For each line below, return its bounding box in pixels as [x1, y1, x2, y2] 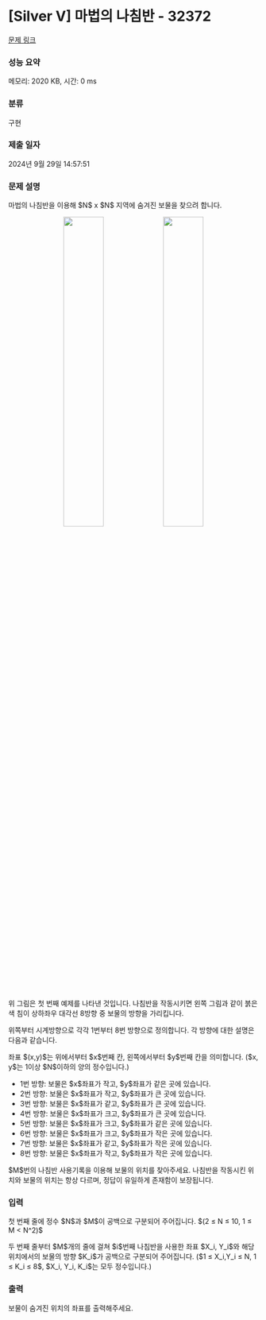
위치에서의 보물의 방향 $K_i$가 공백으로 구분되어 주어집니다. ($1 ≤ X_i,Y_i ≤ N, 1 [8, 1252, 256, 1261]
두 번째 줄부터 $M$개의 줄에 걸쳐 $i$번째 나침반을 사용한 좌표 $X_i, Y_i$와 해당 [8, 1242, 255, 1252]
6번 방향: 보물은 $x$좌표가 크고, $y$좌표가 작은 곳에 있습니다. [19, 1129, 213, 1138]
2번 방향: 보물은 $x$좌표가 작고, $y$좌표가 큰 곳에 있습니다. [19, 1089, 206, 1098]
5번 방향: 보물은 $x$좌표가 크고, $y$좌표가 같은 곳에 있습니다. [19, 1119, 213, 1129]
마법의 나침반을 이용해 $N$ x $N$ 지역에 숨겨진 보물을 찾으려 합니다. [8, 200, 222, 210]
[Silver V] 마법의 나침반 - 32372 [8, 7, 212, 25]
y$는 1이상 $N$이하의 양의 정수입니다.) [8, 1062, 129, 1072]
